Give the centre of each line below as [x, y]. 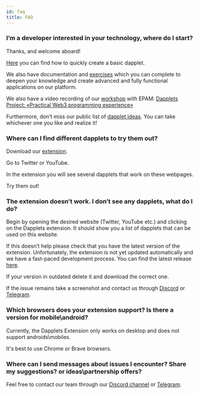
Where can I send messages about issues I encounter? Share [96, 364]
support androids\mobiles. [38, 337]
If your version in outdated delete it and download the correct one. [88, 277]
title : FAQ [20, 17]
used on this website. [32, 235]
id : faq [16, 12]
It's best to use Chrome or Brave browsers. [59, 348]
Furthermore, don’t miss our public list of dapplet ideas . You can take [91, 116]
